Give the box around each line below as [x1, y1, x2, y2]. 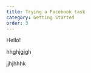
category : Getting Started [6, 14, 75, 21]
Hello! [6, 37, 21, 44]
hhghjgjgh [6, 48, 32, 56]
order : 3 [6, 20, 29, 26]
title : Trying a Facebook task [6, 8, 86, 15]
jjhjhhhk [6, 60, 26, 67]
